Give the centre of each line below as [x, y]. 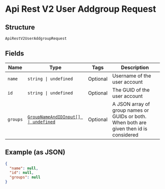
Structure [20, 27]
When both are [129, 123]
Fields [15, 53]
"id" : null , [22, 173]
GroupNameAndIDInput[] [54, 117]
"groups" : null [25, 177]
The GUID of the [131, 90]
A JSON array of [131, 104]
